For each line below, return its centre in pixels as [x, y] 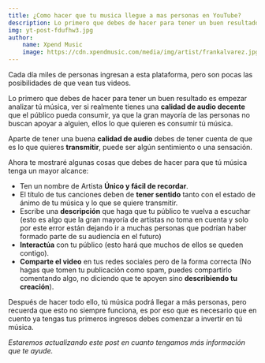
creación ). [37, 286]
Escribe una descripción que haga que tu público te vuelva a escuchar [135, 211]
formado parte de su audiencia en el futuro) [90, 236]
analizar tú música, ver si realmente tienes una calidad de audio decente [127, 107]
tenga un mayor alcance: [49, 171]
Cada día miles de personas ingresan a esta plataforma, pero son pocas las [131, 75]
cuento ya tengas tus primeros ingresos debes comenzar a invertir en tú [125, 319]
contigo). [34, 253]
